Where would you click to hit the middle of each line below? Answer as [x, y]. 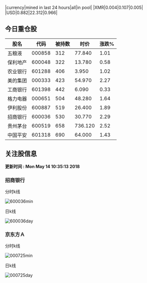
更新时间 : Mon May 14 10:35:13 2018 [42, 166]
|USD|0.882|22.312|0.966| [31, 13]
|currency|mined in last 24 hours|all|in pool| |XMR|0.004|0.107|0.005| [74, 8]
